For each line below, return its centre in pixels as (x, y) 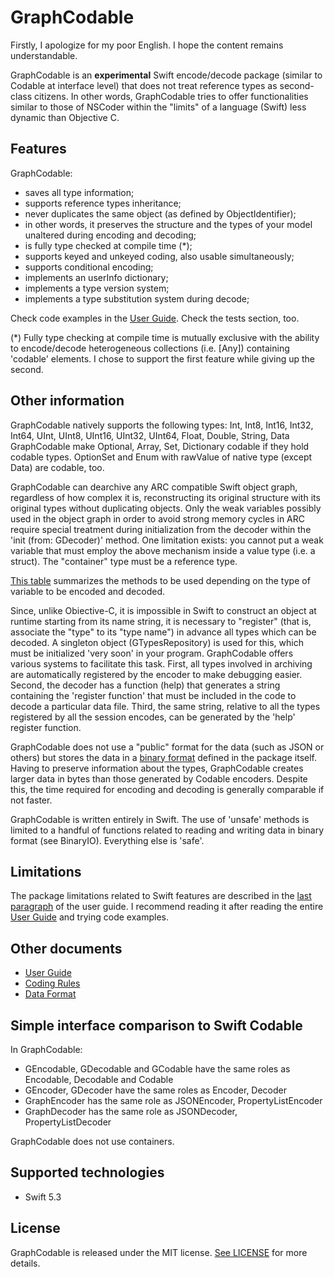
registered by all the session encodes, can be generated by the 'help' (153, 717)
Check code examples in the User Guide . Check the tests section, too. (155, 318)
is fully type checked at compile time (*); (108, 245)
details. (25, 1263)
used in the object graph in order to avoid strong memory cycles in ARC (158, 518)
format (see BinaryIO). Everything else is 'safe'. (107, 840)
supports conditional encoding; (89, 267)
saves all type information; (79, 192)
